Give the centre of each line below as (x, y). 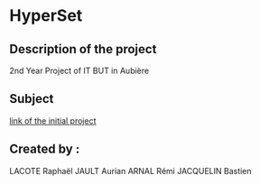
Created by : (45, 149)
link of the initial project (53, 120)
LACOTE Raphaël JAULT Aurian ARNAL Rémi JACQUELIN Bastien (130, 171)
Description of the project (83, 49)
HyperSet (46, 16)
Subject (32, 99)
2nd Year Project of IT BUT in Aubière (79, 70)
